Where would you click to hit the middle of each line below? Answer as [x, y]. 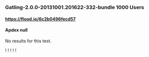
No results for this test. [28, 41]
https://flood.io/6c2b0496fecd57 [40, 19]
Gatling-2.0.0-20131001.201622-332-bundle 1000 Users [75, 7]
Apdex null [17, 30]
